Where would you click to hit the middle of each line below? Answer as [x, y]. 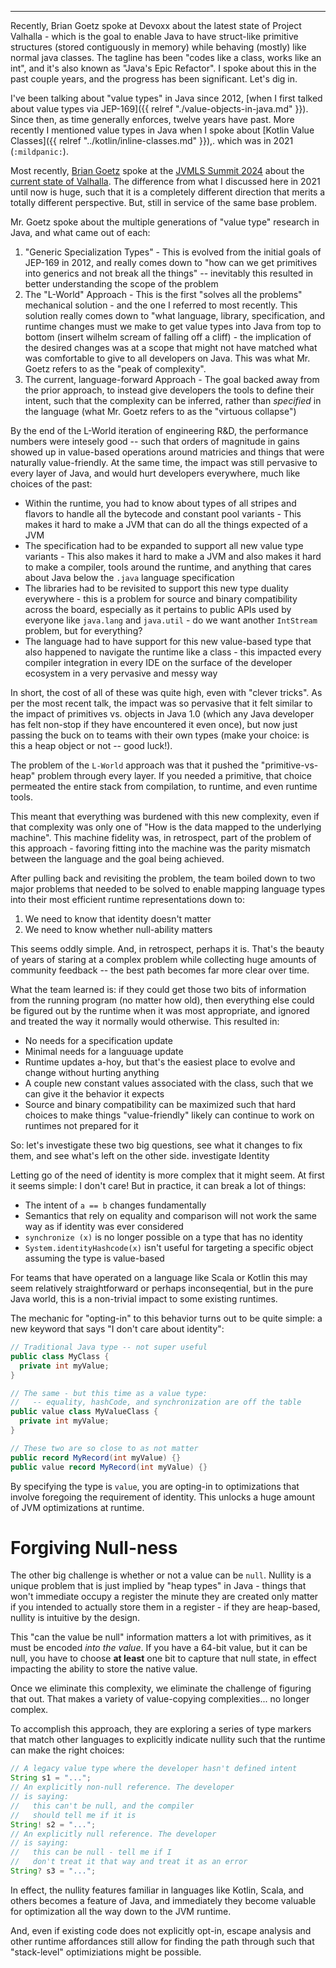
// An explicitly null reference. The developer [113, 1834]
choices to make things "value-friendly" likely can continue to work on [169, 1115]
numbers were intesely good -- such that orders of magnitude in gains [155, 441]
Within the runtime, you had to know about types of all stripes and [160, 503]
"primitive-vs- [289, 765]
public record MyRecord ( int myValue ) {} [96, 1457]
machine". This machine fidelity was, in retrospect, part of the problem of [161, 837]
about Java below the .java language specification [129, 577]
